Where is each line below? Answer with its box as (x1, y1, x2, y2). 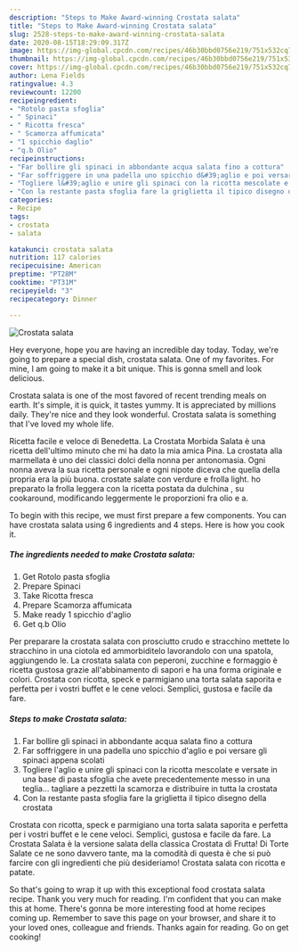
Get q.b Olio (21, 619, 67, 630)
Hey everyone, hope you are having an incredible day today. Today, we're (9, 344, 279, 355)
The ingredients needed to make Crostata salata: (9, 550, 196, 560)
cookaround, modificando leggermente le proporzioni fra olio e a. (9, 492, 249, 503)
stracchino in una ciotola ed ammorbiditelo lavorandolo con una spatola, (9, 646, 274, 657)
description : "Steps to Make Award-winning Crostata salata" (9, 12, 241, 22)
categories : (9, 195, 53, 205)
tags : (9, 211, 29, 221)
